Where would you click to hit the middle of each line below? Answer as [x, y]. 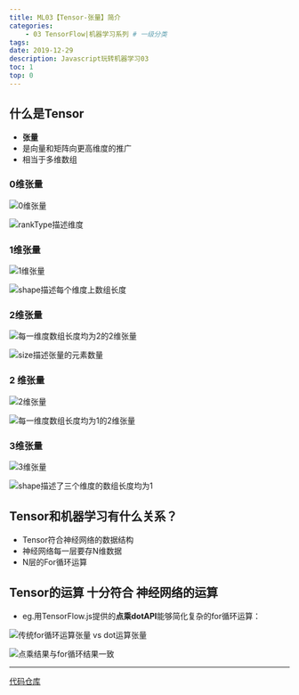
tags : [19, 42]
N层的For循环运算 [54, 561]
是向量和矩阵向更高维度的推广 [77, 148]
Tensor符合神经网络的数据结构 [78, 539]
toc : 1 [21, 68]
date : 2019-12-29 [41, 51]
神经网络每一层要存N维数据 [72, 551]
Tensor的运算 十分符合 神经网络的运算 [114, 593]
